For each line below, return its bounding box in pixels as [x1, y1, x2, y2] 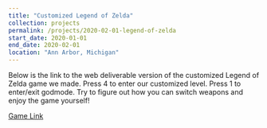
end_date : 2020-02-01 [8, 41, 80, 49]
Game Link [8, 111, 44, 120]
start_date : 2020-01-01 [8, 33, 88, 42]
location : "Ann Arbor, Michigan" [8, 48, 120, 56]
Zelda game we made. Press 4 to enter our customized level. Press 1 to [8, 79, 241, 88]
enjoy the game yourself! [8, 96, 90, 105]
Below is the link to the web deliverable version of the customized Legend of [8, 71, 260, 80]
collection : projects [8, 19, 80, 27]
